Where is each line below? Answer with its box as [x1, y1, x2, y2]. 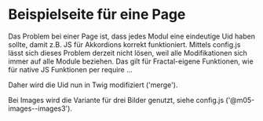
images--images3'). [8, 104, 73, 113]
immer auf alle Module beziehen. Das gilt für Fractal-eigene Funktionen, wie [8, 57, 254, 66]
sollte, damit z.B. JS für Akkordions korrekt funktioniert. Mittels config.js [8, 39, 241, 49]
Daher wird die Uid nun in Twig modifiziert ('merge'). [8, 80, 178, 90]
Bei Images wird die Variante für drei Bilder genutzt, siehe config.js [8, 95, 225, 104]
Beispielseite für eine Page [8, 5, 186, 24]
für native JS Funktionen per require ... [8, 64, 133, 74]
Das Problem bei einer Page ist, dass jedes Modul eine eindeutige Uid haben [8, 31, 255, 41]
